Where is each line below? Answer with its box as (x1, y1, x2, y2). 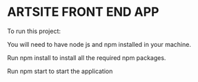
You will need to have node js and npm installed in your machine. (7, 40, 192, 48)
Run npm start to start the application (7, 67, 113, 75)
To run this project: (7, 27, 61, 35)
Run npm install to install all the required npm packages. (7, 53, 166, 62)
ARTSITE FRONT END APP (7, 4, 159, 20)
